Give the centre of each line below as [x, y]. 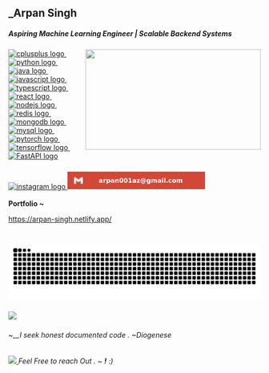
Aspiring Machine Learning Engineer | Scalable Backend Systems [120, 33]
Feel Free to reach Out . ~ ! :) [66, 361]
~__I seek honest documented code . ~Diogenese [90, 335]
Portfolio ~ [26, 204]
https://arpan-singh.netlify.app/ [60, 219]
